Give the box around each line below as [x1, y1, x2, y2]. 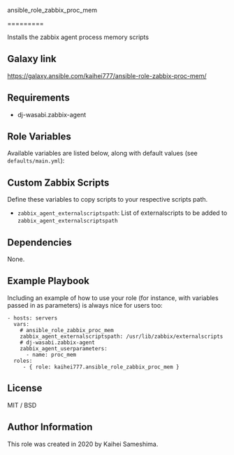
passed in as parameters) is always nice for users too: [7, 301, 163, 309]
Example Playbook [7, 275, 89, 287]
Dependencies [7, 237, 72, 248]
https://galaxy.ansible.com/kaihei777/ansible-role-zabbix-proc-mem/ [7, 71, 207, 80]
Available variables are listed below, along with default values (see [7, 149, 198, 158]
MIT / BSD [7, 401, 37, 409]
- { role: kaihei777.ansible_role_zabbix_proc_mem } [22, 363, 180, 371]
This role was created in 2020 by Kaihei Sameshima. [7, 440, 159, 448]
